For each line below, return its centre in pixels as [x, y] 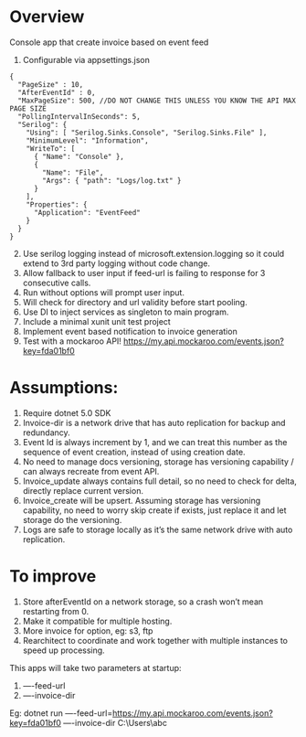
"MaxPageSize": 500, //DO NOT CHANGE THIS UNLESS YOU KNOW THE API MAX [157, 101]
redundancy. [46, 433]
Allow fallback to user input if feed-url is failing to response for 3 [144, 272]
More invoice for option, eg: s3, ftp [88, 630]
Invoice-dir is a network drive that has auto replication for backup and [154, 422]
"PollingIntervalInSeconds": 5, [79, 116]
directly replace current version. [83, 490]
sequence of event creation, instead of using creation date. [134, 452]
